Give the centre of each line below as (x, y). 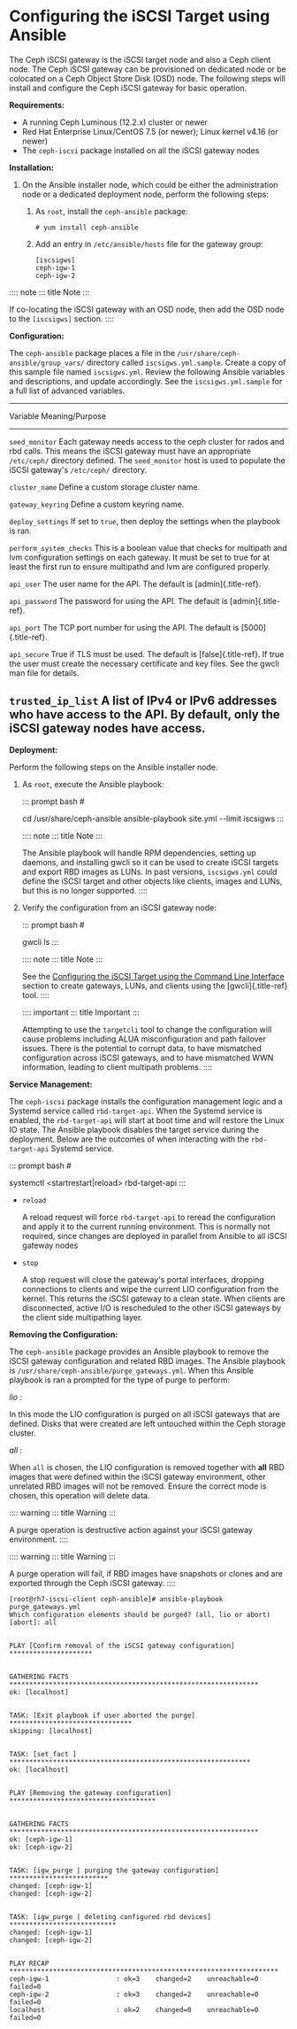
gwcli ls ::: (40, 941)
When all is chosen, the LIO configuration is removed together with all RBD (147, 1467)
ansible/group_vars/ (47, 363)
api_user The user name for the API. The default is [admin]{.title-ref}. (135, 584)
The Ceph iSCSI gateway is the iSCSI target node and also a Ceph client (140, 59)
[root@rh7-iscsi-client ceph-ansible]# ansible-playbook (116, 1599)
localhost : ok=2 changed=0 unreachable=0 (134, 2010)
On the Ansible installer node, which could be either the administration (150, 184)
